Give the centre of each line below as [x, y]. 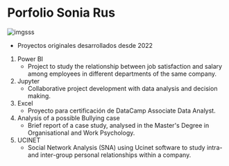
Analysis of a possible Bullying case [68, 118]
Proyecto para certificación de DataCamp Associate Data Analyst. [122, 110]
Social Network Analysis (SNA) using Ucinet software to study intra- [125, 147]
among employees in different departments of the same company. [122, 74]
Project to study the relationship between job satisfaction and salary [125, 66]
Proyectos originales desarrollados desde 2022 [85, 45]
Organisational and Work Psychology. [81, 133]
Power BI [30, 59]
